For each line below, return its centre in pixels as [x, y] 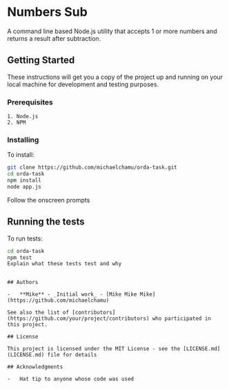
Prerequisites [30, 102]
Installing [23, 140]
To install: [21, 155]
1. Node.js [23, 117]
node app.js [24, 187]
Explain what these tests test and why [64, 264]
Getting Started [41, 60]
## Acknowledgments [35, 367]
